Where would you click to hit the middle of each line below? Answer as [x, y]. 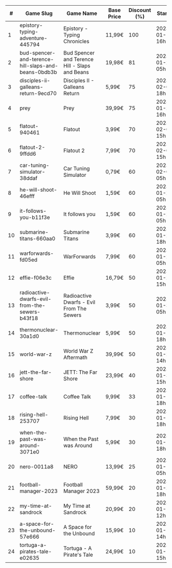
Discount [140, 10]
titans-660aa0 [37, 239]
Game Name [82, 13]
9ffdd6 [28, 154]
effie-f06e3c [36, 278]
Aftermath [76, 358]
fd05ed [28, 260]
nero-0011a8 [37, 466]
